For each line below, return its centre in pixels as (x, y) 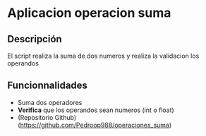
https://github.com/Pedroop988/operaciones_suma (95, 125)
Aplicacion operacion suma (89, 13)
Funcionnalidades (48, 86)
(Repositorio (35, 117)
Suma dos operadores (50, 102)
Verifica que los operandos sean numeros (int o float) (96, 110)
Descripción (35, 39)
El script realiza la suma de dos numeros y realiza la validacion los (103, 56)
